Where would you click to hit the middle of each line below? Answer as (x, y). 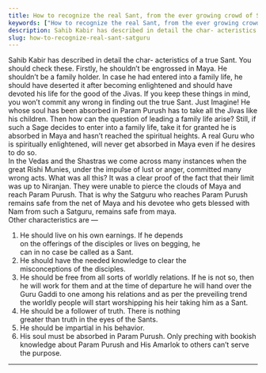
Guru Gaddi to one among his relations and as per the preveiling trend (133, 295)
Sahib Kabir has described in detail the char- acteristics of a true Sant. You (130, 60)
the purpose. (40, 353)
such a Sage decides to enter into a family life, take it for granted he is (122, 128)
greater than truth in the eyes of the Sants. (89, 320)
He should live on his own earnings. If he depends (101, 235)
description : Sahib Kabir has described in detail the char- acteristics (133, 30)
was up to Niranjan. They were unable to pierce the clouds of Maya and (125, 186)
